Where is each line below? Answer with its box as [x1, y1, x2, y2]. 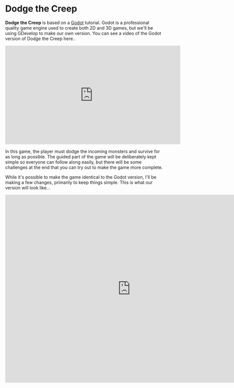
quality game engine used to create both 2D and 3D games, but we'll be [5, 25, 153, 31]
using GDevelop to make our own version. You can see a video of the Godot [5, 30, 161, 36]
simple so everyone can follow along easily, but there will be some [5, 159, 142, 165]
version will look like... [5, 184, 51, 190]
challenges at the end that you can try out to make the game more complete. [5, 164, 163, 170]
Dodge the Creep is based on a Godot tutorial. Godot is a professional [5, 20, 149, 26]
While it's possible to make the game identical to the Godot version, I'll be [5, 174, 156, 180]
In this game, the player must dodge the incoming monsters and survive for [5, 148, 160, 154]
